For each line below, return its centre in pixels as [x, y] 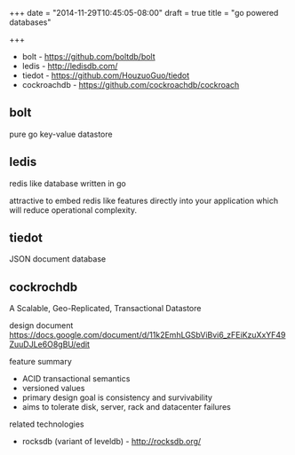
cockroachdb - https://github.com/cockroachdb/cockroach [131, 85]
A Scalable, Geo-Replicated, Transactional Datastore [105, 309]
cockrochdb [44, 287]
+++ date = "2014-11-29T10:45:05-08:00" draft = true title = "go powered [144, 13]
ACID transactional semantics [76, 379]
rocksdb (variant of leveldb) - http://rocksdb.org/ [112, 442]
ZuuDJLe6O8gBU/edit [50, 344]
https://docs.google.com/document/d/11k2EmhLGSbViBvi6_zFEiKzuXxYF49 [147, 335]
